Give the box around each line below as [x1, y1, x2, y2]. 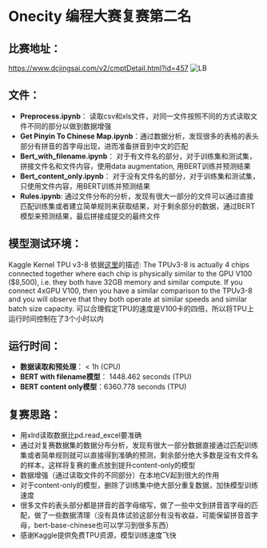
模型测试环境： [8, 237, 82, 250]
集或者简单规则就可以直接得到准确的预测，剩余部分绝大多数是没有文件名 [19, 450, 258, 460]
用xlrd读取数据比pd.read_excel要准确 [19, 430, 142, 440]
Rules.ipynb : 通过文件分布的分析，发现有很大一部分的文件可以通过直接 [19, 191, 254, 201]
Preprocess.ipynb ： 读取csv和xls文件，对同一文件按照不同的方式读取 [19, 111, 251, 121]
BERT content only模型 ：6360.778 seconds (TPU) [19, 382, 187, 392]
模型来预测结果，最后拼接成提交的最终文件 [19, 211, 161, 221]
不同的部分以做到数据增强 [26, 121, 112, 130]
